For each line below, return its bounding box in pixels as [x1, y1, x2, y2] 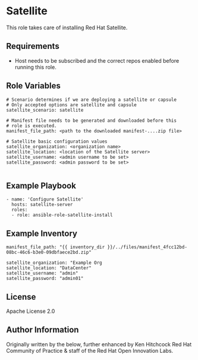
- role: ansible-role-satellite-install [11, 212, 113, 219]
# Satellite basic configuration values [6, 139, 108, 144]
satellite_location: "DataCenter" [6, 265, 92, 271]
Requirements [6, 41, 59, 51]
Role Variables [6, 81, 61, 91]
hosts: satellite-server [11, 202, 73, 208]
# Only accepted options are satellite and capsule [6, 101, 137, 108]
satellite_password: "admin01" [6, 276, 84, 282]
